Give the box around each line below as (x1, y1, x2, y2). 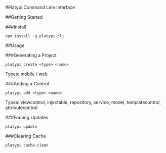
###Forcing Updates (5, 115, 49, 120)
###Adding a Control (5, 81, 49, 86)
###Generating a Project (5, 53, 57, 58)
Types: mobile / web (5, 71, 48, 77)
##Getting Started (5, 14, 43, 20)
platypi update (5, 124, 37, 129)
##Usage (5, 42, 25, 48)
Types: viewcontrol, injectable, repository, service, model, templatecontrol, (5, 99, 161, 105)
